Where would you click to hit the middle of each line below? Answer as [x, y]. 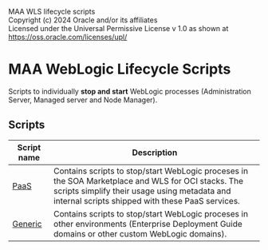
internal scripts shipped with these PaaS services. [147, 200]
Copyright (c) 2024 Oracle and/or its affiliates [83, 20]
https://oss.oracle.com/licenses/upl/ [68, 37]
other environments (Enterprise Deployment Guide [148, 224]
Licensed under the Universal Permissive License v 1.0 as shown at [118, 28]
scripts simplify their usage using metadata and [142, 191]
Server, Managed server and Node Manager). [83, 100]
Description [155, 153]
